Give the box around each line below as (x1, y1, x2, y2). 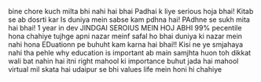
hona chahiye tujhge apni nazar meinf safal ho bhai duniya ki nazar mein (8, 31, 242, 41)
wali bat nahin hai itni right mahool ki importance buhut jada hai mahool (8, 56, 239, 66)
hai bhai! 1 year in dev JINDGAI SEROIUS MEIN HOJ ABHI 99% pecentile (8, 23, 242, 32)
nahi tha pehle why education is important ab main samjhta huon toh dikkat (8, 48, 252, 57)
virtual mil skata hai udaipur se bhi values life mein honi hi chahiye (8, 65, 222, 73)
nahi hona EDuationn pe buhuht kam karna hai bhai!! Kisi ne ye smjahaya (8, 40, 244, 49)
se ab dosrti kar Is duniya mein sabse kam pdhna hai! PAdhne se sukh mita (8, 15, 250, 24)
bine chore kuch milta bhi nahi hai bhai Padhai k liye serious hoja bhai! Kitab (8, 7, 254, 16)
